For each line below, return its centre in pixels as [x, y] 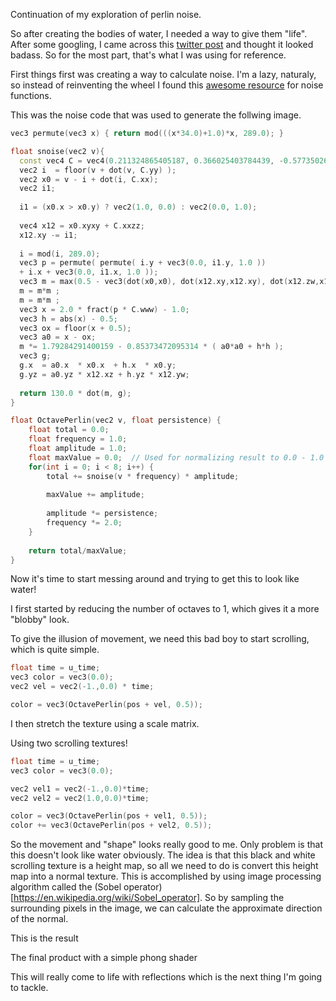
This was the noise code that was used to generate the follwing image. [156, 115]
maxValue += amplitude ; [95, 495]
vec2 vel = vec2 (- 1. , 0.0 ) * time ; [82, 687]
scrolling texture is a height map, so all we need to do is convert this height [164, 866]
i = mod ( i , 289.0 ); [60, 254]
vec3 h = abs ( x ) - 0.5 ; [68, 319]
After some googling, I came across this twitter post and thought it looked [162, 44]
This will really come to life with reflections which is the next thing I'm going [166, 977]
